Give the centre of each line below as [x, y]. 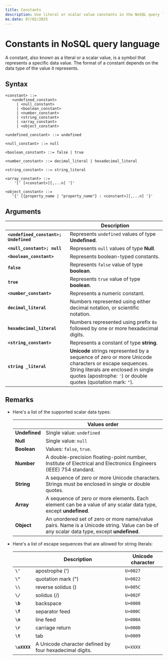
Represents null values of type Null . [112, 248]
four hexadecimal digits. [63, 650]
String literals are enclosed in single [111, 369]
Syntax [16, 84]
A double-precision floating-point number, [96, 457]
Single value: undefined [73, 432]
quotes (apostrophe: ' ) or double [108, 375]
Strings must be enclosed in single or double [98, 484]
